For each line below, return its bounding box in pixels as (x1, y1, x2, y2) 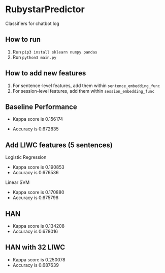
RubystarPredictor (5, 4, 85, 15)
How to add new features (5, 69, 86, 77)
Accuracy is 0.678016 (12, 228, 58, 234)
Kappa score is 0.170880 (12, 189, 64, 196)
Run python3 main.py (12, 54, 57, 60)
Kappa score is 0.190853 (12, 164, 64, 170)
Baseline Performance (5, 102, 77, 111)
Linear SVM (5, 179, 30, 185)
